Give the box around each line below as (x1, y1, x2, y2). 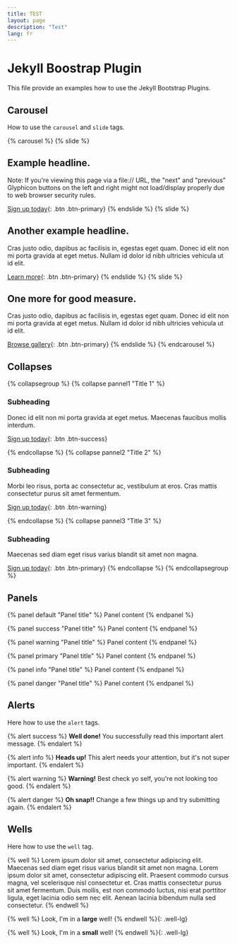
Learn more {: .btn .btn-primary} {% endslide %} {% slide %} (7, 273, 183, 281)
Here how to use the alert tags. (7, 718, 100, 727)
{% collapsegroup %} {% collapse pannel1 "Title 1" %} (7, 379, 166, 388)
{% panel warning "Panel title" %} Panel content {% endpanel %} (7, 638, 197, 646)
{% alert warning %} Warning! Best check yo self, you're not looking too (7, 774, 218, 782)
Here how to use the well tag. (7, 842, 94, 851)
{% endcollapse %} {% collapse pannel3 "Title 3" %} (7, 516, 162, 525)
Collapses (7, 361, 53, 373)
